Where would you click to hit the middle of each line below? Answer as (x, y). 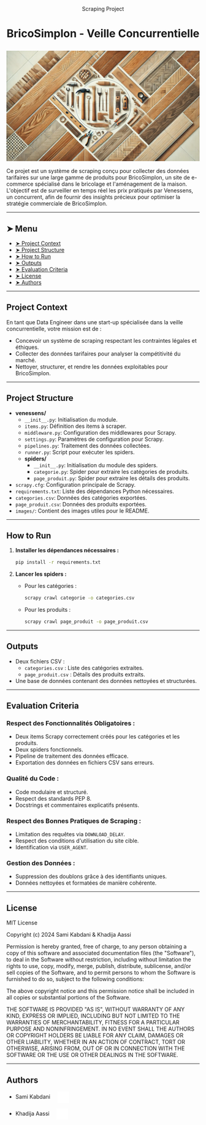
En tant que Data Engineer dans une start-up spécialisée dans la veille (95, 322)
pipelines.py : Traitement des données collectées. (88, 445)
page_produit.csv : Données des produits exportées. (81, 504)
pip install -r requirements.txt (58, 562)
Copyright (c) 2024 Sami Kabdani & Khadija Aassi (69, 935)
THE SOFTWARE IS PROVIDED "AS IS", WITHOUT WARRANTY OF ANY (96, 1009)
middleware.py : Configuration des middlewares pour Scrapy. (100, 432)
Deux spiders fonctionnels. (49, 750)
